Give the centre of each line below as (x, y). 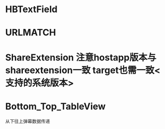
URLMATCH (31, 33)
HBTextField (31, 9)
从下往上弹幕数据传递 (28, 121)
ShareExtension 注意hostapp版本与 (81, 57)
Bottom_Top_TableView (56, 106)
